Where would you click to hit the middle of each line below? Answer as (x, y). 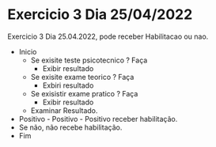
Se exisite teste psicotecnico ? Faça (89, 60)
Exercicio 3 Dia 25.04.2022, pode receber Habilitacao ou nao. (108, 36)
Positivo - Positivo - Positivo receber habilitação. (98, 119)
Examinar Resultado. (64, 110)
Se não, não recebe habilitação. (70, 127)
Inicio (28, 51)
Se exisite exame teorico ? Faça (82, 77)
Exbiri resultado (68, 85)
